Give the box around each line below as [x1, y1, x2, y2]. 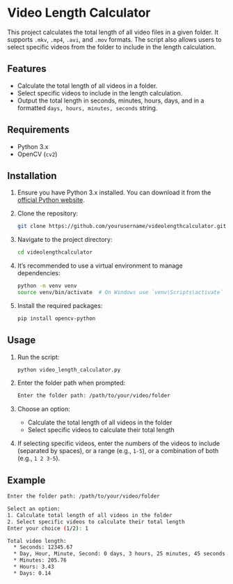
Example [7, 474, 46, 486]
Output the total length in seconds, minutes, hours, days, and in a [17, 96, 204, 105]
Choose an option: [17, 405, 71, 413]
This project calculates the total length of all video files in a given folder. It [7, 28, 219, 36]
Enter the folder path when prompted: [17, 378, 126, 387]
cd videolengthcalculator [17, 249, 93, 256]
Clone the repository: [17, 209, 79, 217]
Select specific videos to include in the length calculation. [17, 89, 183, 97]
